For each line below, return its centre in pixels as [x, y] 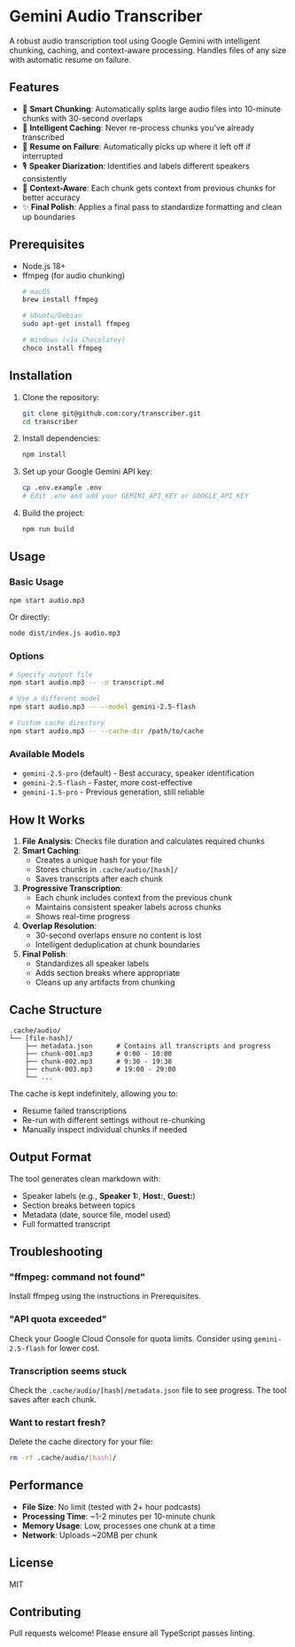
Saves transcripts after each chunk [99, 878]
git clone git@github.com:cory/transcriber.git [111, 414]
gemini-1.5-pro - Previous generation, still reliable [113, 792]
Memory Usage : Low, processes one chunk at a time [119, 1526]
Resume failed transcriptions [74, 1110]
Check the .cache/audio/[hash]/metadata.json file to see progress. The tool [148, 1390]
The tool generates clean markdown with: [85, 1179]
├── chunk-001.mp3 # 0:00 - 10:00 [99, 1054]
